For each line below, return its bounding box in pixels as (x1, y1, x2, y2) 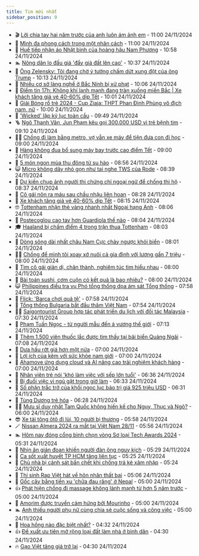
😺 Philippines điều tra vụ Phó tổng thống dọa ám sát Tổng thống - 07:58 (14, 282, 194, 289)
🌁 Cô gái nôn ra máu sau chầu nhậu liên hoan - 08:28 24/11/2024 (14, 190, 175, 197)
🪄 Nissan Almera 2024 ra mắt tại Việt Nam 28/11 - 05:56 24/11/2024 (14, 422, 183, 430)
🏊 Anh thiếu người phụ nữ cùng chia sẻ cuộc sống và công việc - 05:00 (14, 506, 192, 513)
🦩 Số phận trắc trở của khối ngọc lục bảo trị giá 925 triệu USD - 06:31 (14, 384, 186, 391)
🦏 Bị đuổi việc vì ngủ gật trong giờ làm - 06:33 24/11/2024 (14, 377, 157, 385)
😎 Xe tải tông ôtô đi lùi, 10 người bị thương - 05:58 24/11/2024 (14, 415, 168, 422)
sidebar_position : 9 (6, 14, 58, 20)
